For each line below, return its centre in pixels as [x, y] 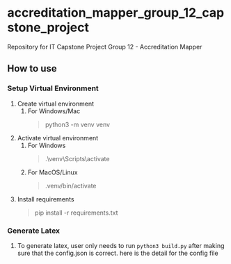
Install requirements [46, 199]
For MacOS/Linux [53, 172]
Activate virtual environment [58, 138]
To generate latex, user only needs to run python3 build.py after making [121, 245]
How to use [32, 68]
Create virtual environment [56, 104]
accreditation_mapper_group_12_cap [116, 13]
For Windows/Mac [54, 111]
